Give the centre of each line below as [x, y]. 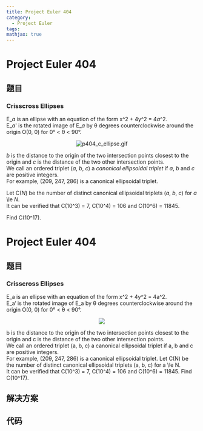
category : [19, 18]
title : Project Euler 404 [39, 12]
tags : [13, 29]
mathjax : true [24, 35]
